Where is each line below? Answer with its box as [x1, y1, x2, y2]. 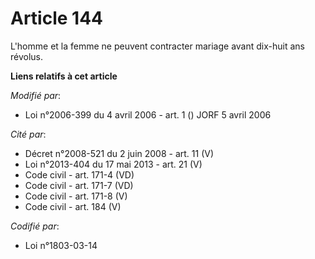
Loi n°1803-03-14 [24, 239, 98, 251]
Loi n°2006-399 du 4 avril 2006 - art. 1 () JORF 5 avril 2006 [24, 108, 272, 121]
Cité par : [10, 128, 47, 140]
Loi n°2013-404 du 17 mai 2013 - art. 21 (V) [24, 158, 203, 170]
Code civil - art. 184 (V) [24, 200, 122, 212]
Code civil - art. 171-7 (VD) [24, 179, 134, 191]
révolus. [10, 50, 44, 62]
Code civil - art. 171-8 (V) [24, 190, 128, 202]
